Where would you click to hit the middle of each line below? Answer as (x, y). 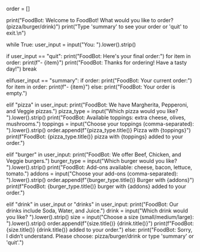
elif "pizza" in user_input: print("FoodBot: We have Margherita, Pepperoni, (97, 105)
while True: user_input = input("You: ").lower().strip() (71, 45)
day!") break (22, 69)
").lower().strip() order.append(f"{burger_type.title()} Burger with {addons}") (100, 180)
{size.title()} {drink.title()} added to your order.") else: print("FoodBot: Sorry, (99, 230)
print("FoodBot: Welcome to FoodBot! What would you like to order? (90, 20)
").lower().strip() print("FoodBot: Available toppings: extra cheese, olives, (96, 117)
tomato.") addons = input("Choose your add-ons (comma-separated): (92, 174)
